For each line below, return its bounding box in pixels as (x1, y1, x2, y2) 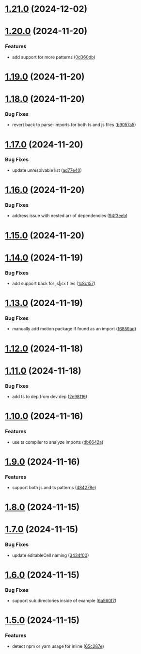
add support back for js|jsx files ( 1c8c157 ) (12, 280, 95, 286)
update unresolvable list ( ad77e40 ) (12, 167, 82, 173)
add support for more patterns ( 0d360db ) (12, 54, 95, 60)
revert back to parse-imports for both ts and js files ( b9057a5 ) (12, 122, 136, 127)
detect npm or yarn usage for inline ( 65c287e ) (12, 643, 104, 649)
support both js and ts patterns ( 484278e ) (12, 485, 96, 490)
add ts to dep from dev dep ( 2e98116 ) (12, 394, 88, 400)
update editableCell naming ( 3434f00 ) (12, 552, 89, 558)
